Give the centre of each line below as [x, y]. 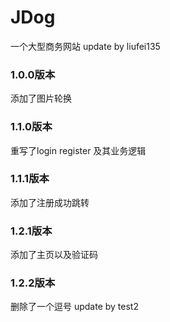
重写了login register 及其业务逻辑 [78, 150]
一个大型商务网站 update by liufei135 [85, 46]
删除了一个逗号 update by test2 [74, 307]
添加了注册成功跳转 [50, 202]
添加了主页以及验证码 [54, 255]
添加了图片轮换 [41, 98]
